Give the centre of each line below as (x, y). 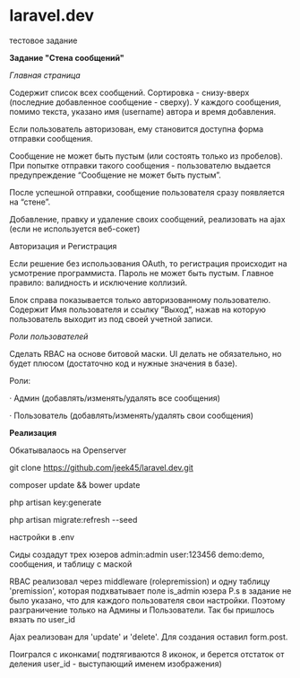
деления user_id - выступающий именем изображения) (116, 664)
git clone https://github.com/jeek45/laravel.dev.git (102, 467)
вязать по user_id (43, 619)
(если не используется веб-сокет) (75, 229)
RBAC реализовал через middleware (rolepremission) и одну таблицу (140, 581)
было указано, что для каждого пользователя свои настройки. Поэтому (147, 600)
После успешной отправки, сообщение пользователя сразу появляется (147, 192)
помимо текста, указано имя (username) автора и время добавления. (142, 111)
